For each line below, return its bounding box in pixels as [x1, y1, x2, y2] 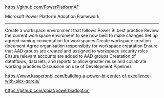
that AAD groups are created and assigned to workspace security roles [5, 48, 148, 54]
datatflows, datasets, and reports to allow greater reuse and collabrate [5, 58, 146, 64]
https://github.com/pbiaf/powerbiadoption [5, 87, 90, 93]
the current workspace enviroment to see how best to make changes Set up [5, 33, 158, 38]
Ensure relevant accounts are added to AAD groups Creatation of [5, 53, 136, 59]
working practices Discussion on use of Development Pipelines [5, 64, 132, 69]
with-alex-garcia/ [5, 78, 40, 84]
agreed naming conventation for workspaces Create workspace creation [5, 38, 151, 43]
